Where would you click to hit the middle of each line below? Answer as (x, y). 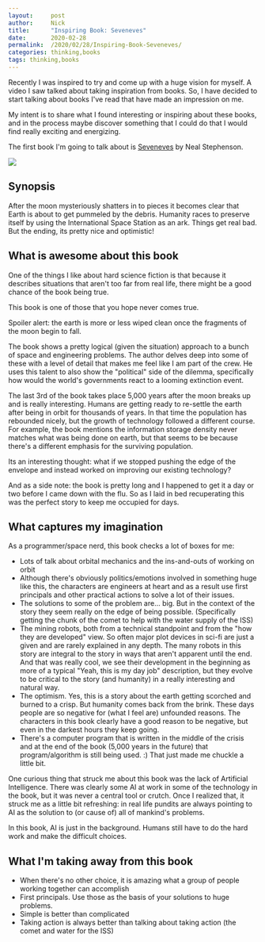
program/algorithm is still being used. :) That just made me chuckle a (132, 755)
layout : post (37, 15)
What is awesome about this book (94, 256)
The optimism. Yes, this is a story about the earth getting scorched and (135, 696)
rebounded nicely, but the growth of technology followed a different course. (132, 420)
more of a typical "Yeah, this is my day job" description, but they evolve (136, 671)
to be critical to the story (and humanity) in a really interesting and (127, 680)
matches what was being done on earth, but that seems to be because (123, 438)
